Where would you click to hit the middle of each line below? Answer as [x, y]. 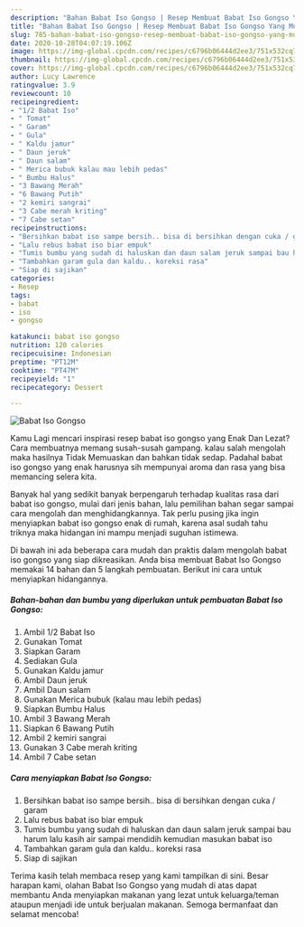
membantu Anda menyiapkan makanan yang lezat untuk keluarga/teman [145, 895]
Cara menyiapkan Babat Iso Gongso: [81, 778]
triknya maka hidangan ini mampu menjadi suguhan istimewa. [124, 533]
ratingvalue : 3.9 [43, 85]
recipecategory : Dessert [57, 387]
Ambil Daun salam [57, 690]
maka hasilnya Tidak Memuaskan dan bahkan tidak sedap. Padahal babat [147, 458]
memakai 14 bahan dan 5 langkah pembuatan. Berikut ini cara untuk [136, 570]
